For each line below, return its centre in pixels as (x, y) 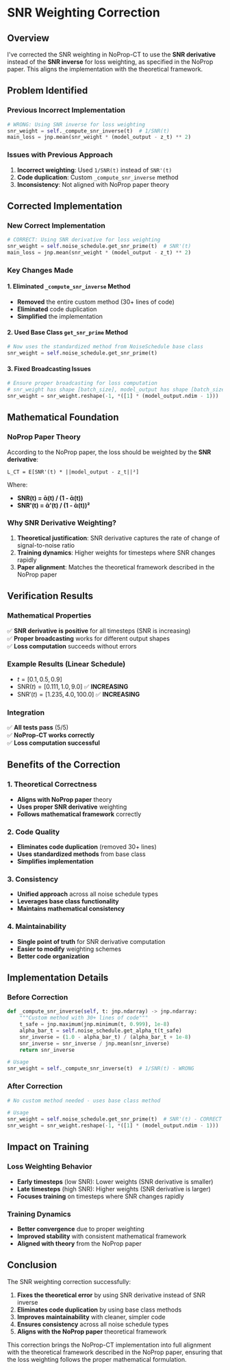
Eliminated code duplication (57, 309)
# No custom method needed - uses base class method (84, 1101)
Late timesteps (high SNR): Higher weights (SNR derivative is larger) (114, 1189)
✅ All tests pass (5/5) (38, 728)
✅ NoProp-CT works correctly (51, 735)
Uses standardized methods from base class (81, 854)
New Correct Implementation (56, 225)
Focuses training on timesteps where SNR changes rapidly (100, 1196)
